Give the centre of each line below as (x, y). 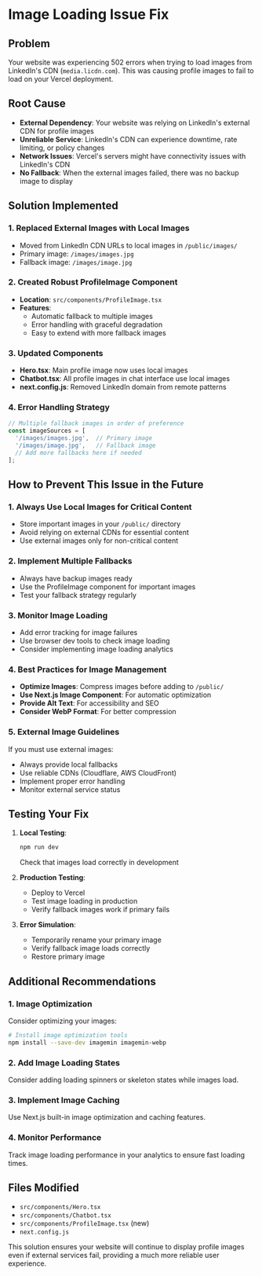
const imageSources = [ (47, 431)
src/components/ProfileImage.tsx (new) (84, 1223)
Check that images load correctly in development (99, 863)
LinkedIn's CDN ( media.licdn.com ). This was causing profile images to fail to (131, 71)
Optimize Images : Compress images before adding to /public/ (122, 687)
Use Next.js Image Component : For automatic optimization (115, 695)
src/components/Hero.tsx (60, 1208)
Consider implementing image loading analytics (96, 649)
